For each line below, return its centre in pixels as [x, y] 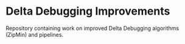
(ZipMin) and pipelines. [35, 34]
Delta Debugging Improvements [88, 11]
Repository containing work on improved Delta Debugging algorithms [92, 28]
